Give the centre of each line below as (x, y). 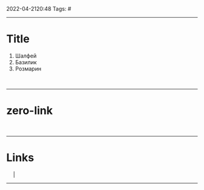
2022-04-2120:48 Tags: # (39, 9)
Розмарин (28, 69)
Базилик (26, 62)
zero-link (29, 111)
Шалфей (26, 56)
